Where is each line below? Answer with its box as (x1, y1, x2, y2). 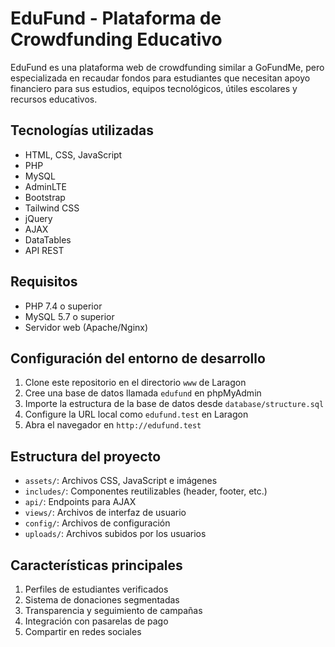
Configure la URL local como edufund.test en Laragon (24, 408, 249, 421)
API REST (24, 244, 65, 256)
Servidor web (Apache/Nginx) (24, 321, 149, 333)
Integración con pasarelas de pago (24, 615, 169, 627)
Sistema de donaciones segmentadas (24, 594, 180, 606)
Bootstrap (24, 191, 66, 203)
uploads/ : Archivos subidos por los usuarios (24, 528, 207, 540)
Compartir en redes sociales (24, 626, 142, 637)
